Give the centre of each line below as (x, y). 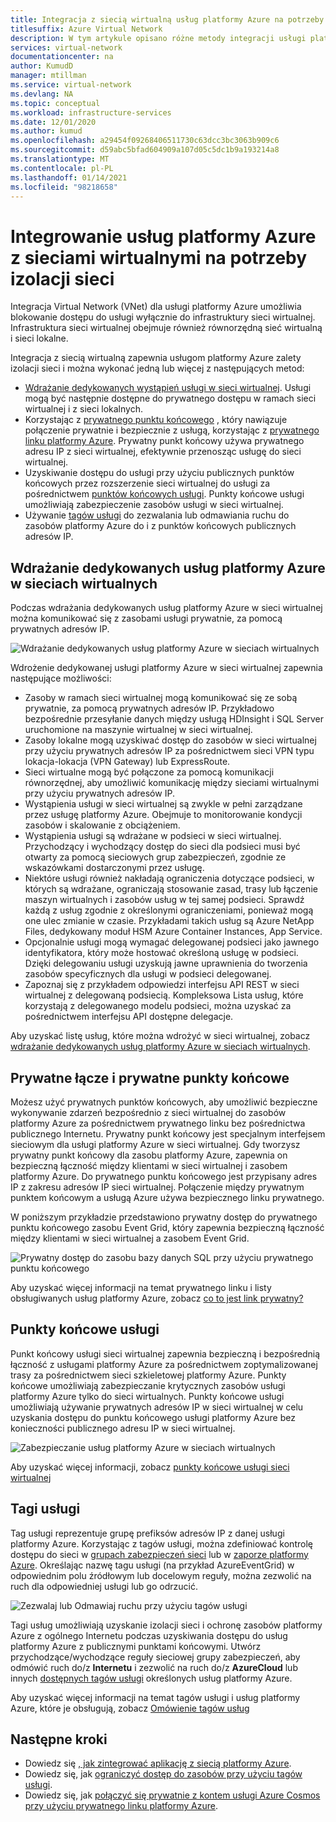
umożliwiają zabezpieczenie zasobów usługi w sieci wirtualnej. (154, 505)
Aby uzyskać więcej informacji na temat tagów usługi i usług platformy (155, 1697)
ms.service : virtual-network (71, 85)
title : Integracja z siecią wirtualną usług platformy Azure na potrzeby (167, 19)
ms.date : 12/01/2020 (53, 122)
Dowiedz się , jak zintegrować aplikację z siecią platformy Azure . (158, 1763)
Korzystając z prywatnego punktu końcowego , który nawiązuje (156, 420)
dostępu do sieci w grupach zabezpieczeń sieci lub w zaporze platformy (159, 1554)
